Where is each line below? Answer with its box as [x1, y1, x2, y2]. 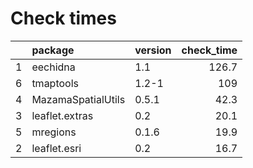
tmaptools [31, 76, 79, 90]
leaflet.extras [31, 108, 94, 122]
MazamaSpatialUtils [31, 92, 126, 106]
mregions [31, 125, 77, 139]
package [31, 43, 75, 57]
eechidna [31, 60, 76, 74]
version [134, 43, 172, 57]
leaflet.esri [31, 141, 82, 155]
